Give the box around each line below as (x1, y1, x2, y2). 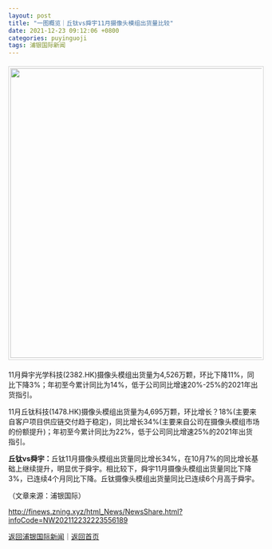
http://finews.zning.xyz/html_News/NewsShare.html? (8, 507, 183, 516)
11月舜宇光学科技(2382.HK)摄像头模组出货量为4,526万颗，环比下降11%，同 (8, 370, 254, 380)
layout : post (8, 11, 52, 20)
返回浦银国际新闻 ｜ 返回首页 (8, 532, 100, 542)
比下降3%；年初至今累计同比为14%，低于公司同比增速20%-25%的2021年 (8, 380, 251, 390)
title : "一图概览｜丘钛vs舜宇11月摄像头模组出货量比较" (8, 19, 174, 27)
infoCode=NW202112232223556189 (8, 515, 128, 525)
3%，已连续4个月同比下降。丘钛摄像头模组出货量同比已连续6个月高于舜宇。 (8, 474, 259, 483)
